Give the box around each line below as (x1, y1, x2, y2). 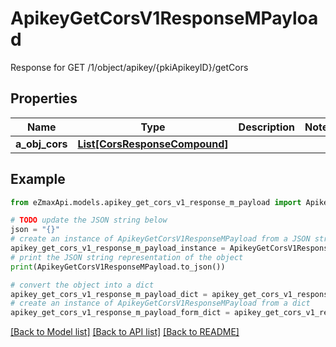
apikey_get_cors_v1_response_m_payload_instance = (10, 243, 226, 254)
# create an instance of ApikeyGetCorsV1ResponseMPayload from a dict (10, 298, 311, 309)
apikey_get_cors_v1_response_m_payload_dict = (10, 289, 208, 299)
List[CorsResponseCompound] (77, 137, 229, 151)
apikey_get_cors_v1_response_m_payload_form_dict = (10, 308, 230, 318)
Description (238, 120, 296, 134)
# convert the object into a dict (10, 280, 155, 290)
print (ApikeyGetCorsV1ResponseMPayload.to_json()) (10, 262, 226, 272)
